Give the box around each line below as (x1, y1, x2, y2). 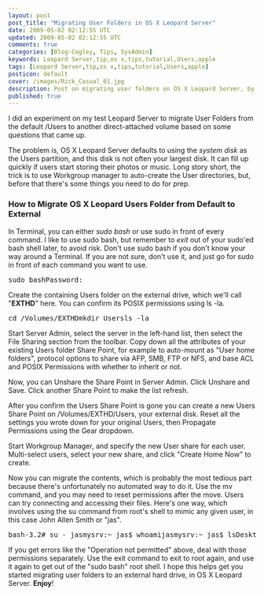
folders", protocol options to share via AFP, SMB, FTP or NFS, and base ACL (8, 354, 254, 363)
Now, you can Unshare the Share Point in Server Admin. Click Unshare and (8, 377, 250, 387)
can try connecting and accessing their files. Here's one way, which (8, 498, 228, 508)
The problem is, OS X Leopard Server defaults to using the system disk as (8, 146, 247, 155)
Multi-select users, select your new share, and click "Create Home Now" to (8, 450, 251, 459)
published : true (8, 92, 61, 100)
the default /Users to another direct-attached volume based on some (8, 122, 232, 131)
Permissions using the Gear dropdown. (8, 426, 135, 435)
